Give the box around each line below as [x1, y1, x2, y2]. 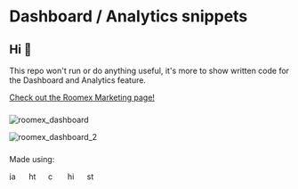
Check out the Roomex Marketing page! [9, 92, 156, 103]
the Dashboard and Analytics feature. [9, 75, 147, 86]
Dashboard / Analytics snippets [9, 6, 248, 27]
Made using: [9, 153, 55, 164]
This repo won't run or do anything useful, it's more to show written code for [9, 65, 290, 76]
